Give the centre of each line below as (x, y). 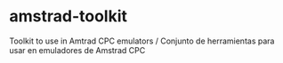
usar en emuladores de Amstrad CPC (77, 50)
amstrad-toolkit (68, 16)
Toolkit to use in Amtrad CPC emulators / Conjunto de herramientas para (142, 41)
